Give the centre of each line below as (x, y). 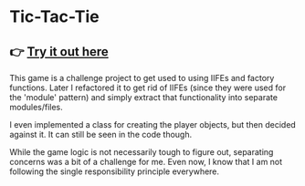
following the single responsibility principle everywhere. (115, 171)
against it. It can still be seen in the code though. (101, 134)
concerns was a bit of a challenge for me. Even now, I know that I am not (146, 162)
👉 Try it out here (59, 52)
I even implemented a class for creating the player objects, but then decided (153, 124)
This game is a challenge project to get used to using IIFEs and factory (142, 78)
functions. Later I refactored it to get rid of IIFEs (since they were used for (147, 88)
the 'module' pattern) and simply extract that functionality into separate (144, 97)
